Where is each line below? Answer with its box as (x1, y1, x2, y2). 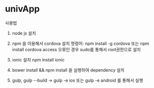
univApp (5, 3, 40, 15)
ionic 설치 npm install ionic (12, 57, 65, 62)
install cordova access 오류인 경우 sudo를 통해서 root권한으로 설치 (12, 46, 141, 52)
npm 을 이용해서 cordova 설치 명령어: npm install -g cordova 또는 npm (12, 40, 149, 46)
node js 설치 (12, 30, 36, 36)
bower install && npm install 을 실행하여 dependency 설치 (12, 67, 125, 73)
